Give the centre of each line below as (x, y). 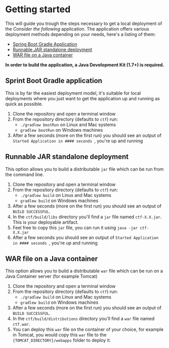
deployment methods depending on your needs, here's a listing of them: (80, 34)
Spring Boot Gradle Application (45, 44)
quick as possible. (24, 104)
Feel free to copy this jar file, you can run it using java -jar (75, 227)
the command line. (25, 175)
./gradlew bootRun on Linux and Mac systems (68, 124)
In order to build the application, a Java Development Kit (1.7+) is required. (85, 65)
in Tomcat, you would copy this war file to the (59, 335)
